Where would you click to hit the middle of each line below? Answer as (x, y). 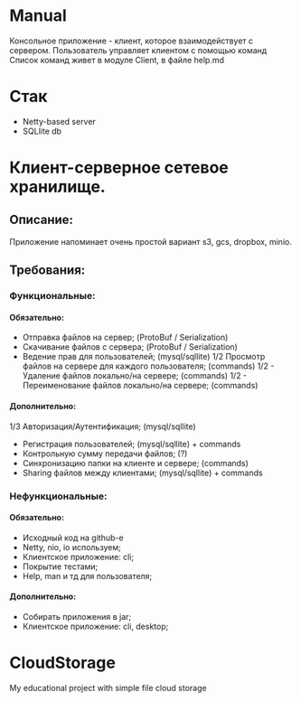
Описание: (42, 220)
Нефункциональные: (58, 496)
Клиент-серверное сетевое (119, 168)
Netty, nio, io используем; (72, 547)
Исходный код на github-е (73, 538)
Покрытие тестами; (60, 566)
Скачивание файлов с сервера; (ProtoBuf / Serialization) (130, 347)
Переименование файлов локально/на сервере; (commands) (140, 386)
